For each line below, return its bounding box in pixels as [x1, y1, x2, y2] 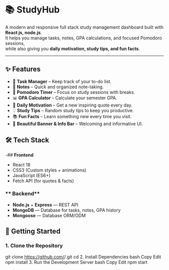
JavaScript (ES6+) [12, 172, 51, 178]
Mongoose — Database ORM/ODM [12, 212, 86, 219]
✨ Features [5, 65, 41, 74]
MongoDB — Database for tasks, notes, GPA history [12, 207, 121, 213]
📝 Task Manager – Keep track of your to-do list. [12, 78, 112, 84]
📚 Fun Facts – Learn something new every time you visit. [12, 113, 132, 119]
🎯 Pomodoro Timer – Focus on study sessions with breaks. [12, 89, 135, 95]
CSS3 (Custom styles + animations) [12, 167, 87, 173]
